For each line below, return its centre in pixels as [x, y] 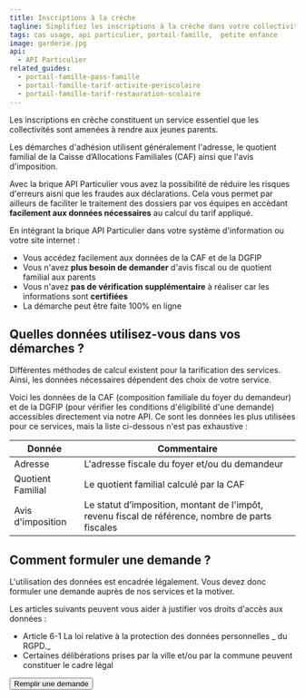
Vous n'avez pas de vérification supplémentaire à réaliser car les [146, 286]
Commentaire [187, 448]
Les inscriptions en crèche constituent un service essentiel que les [134, 120]
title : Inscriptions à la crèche [73, 18]
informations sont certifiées [75, 296]
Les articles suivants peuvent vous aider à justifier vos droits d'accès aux [146, 609]
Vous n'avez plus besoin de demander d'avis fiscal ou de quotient [147, 267]
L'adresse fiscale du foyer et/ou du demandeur [184, 464]
